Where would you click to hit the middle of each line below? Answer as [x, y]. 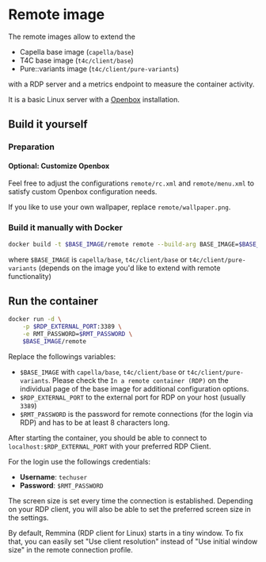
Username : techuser [53, 476]
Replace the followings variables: [62, 356]
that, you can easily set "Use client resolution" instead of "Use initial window [133, 541]
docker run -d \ [35, 319]
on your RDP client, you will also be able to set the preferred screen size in [129, 509]
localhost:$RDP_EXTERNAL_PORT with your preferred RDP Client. [110, 446]
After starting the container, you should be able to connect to [108, 438]
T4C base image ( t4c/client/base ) [76, 60]
